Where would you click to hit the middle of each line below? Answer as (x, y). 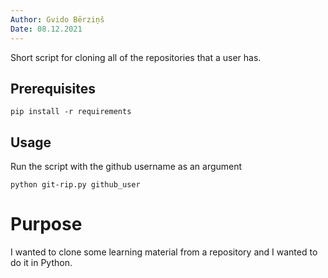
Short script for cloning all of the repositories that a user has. (136, 57)
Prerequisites (53, 88)
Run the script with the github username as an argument (126, 167)
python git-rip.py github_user (75, 185)
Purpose (46, 224)
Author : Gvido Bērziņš (57, 19)
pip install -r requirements (71, 112)
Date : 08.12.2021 (46, 29)
